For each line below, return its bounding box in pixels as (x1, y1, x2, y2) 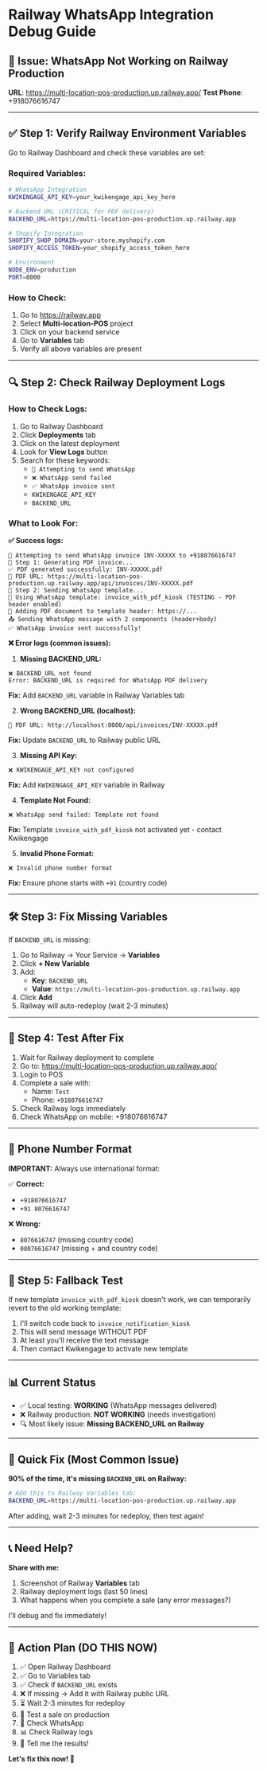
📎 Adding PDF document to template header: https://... (8, 608, 197, 616)
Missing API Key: (19, 751, 78, 760)
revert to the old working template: (8, 1304, 122, 1313)
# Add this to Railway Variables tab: (8, 1489, 137, 1498)
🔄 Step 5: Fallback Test (8, 1273, 123, 1287)
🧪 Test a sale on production (19, 1710, 110, 1719)
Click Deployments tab (19, 430, 96, 440)
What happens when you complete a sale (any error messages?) (19, 1595, 232, 1605)
